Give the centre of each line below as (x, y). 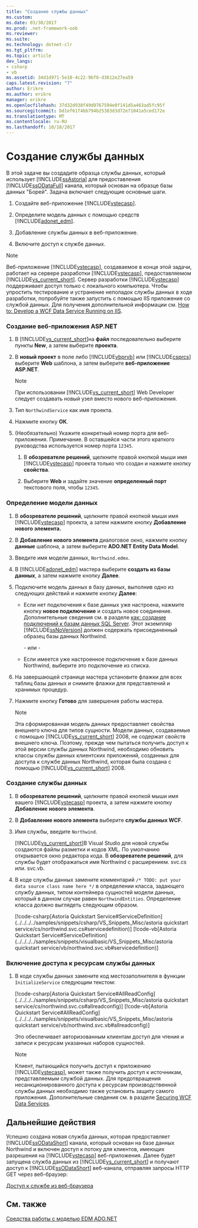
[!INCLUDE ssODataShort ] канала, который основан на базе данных (90, 1143)
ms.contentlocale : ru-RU (37, 122)
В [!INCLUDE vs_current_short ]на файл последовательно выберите (98, 339)
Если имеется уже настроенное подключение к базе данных (101, 659)
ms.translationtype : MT (35, 116)
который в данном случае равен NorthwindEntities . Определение (98, 898)
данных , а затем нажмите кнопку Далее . (67, 576)
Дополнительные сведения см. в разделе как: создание (95, 617)
